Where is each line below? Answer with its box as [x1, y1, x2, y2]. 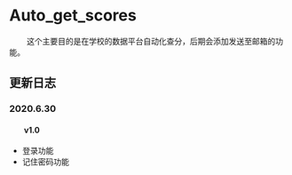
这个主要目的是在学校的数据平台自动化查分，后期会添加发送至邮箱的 [26, 36, 276, 46]
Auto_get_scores [9, 5, 138, 26]
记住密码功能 [21, 156, 69, 167]
